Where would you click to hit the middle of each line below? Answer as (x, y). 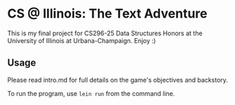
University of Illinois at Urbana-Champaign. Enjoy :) (82, 40)
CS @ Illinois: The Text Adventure (107, 14)
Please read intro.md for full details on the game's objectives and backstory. (118, 80)
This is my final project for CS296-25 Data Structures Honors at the (105, 33)
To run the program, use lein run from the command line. (91, 93)
